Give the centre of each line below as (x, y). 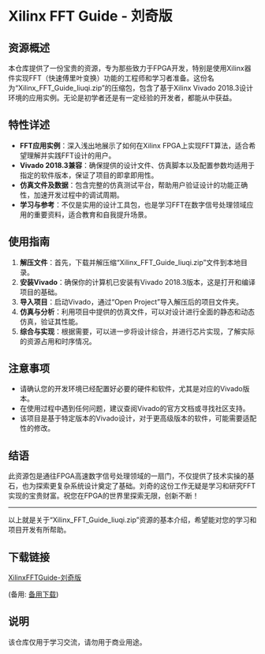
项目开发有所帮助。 (39, 530)
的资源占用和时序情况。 (58, 341)
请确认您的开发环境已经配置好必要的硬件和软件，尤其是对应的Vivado (131, 389)
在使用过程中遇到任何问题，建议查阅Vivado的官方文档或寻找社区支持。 (134, 409)
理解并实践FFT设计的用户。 (71, 155)
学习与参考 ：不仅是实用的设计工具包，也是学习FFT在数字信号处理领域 (133, 204)
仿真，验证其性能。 (51, 321)
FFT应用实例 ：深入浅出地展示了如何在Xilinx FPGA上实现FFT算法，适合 (134, 145)
